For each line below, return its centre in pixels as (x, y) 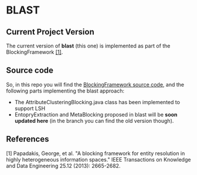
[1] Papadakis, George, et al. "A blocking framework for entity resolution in (96, 153)
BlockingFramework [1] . (35, 52)
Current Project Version (50, 32)
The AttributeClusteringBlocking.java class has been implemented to (97, 102)
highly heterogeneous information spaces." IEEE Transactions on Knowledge (98, 159)
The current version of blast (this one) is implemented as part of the (88, 46)
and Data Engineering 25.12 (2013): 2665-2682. (63, 166)
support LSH (30, 108)
